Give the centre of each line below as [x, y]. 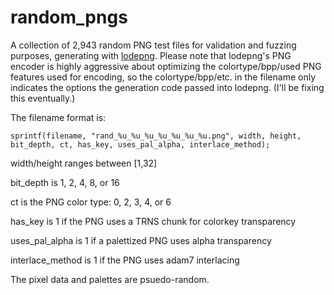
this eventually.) [43, 98]
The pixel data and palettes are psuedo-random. [110, 279]
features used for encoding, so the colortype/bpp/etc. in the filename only [163, 77]
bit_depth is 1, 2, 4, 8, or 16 [65, 182]
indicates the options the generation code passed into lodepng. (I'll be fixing [167, 87]
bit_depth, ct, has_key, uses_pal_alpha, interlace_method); [140, 144]
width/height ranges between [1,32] [84, 163]
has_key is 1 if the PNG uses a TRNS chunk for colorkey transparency [153, 221]
